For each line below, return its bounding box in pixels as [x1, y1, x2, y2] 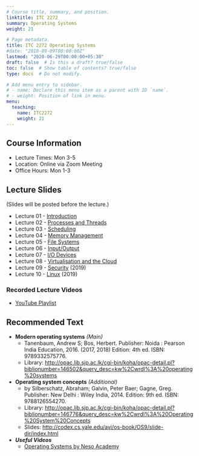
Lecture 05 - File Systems [15, 238, 80, 246]
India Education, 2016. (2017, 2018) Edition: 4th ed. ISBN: [24, 346, 165, 353]
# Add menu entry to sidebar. [6, 81, 83, 88]
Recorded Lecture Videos [6, 286, 83, 294]
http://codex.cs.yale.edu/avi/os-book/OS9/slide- [42, 423, 164, 431]
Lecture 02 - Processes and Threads [15, 219, 107, 226]
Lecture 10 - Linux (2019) [15, 271, 78, 278]
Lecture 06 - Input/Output [15, 245, 80, 252]
